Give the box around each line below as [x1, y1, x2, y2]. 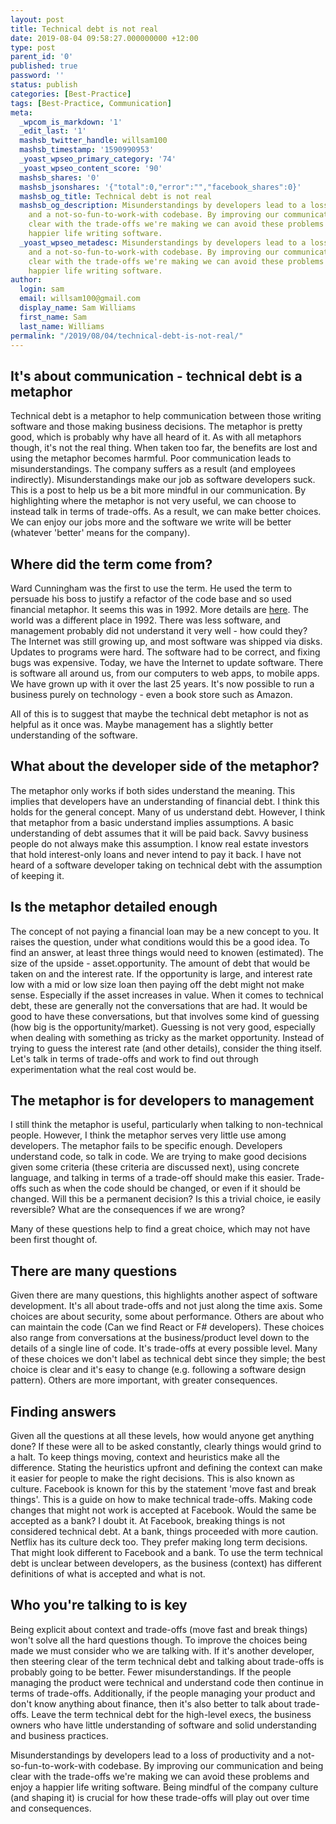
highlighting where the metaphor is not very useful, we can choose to [10, 495, 297, 507]
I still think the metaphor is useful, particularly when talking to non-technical [10, 1119, 323, 1131]
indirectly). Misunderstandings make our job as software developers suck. [10, 474, 316, 486]
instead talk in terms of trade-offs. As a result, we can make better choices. [10, 506, 322, 518]
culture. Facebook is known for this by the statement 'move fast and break [10, 1483, 317, 1495]
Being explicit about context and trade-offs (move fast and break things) [10, 1623, 308, 1635]
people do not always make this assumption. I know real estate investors [10, 837, 309, 850]
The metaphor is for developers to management [10, 1092, 315, 1110]
